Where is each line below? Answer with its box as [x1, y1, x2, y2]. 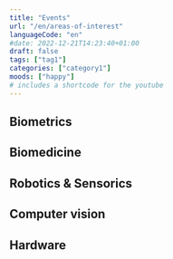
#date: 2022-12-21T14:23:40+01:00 [9, 38, 140, 48]
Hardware [9, 237, 66, 253]
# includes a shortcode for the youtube [9, 81, 165, 90]
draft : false [9, 47, 59, 56]
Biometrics [9, 114, 72, 129]
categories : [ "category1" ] [9, 64, 111, 73]
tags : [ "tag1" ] [9, 55, 67, 64]
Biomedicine [9, 145, 82, 160]
